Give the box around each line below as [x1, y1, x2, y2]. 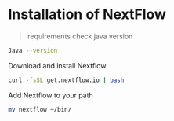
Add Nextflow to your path [8, 90, 94, 100]
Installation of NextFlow [8, 5, 167, 24]
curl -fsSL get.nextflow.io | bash [8, 76, 125, 84]
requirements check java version [27, 31, 133, 41]
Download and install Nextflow [8, 60, 107, 70]
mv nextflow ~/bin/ [8, 105, 72, 113]
